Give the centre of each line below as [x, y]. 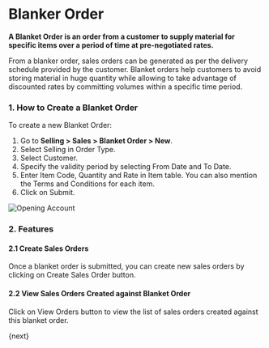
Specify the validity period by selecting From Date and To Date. [126, 167]
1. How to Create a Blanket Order [73, 108]
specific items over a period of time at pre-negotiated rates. [111, 45]
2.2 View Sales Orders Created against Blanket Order [100, 293]
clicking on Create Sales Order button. [72, 275]
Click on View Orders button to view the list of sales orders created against [133, 312]
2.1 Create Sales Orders [49, 248]
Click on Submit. [47, 193]
